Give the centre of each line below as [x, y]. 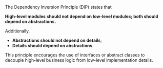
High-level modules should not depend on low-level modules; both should [82, 16]
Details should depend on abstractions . [53, 45]
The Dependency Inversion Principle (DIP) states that [59, 7]
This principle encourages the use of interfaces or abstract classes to [75, 55]
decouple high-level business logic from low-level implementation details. [79, 60]
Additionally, [18, 31]
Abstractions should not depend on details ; [57, 40]
